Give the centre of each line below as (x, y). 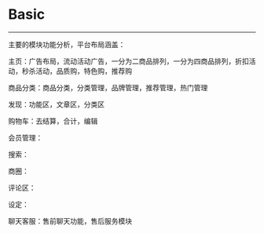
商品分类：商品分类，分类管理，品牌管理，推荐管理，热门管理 (108, 87)
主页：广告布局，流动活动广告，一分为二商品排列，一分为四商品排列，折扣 (128, 61)
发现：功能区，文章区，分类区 (56, 104)
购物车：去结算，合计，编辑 (53, 121)
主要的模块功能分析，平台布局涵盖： (67, 44)
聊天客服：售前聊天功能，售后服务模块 (70, 220)
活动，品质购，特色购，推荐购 (83, 71)
